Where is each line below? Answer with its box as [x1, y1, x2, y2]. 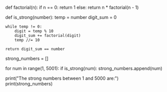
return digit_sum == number [5, 47, 65, 52]
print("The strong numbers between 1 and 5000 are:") [5, 75, 119, 81]
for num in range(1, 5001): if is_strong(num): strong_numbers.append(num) [5, 65, 162, 71]
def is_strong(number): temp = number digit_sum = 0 [5, 14, 117, 20]
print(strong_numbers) [5, 81, 53, 86]
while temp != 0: [5, 24, 42, 29]
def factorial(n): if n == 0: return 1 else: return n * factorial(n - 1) [5, 5, 139, 10]
